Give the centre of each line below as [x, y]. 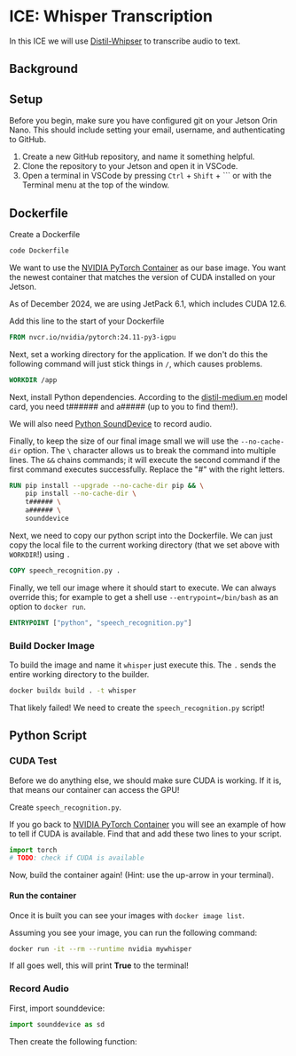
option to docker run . [47, 606]
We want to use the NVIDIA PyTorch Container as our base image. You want [148, 268]
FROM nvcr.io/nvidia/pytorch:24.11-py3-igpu [93, 337]
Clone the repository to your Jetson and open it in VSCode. [130, 166]
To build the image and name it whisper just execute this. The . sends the [143, 665]
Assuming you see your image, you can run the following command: [133, 932]
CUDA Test [33, 761]
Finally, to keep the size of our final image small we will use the [124, 441]
